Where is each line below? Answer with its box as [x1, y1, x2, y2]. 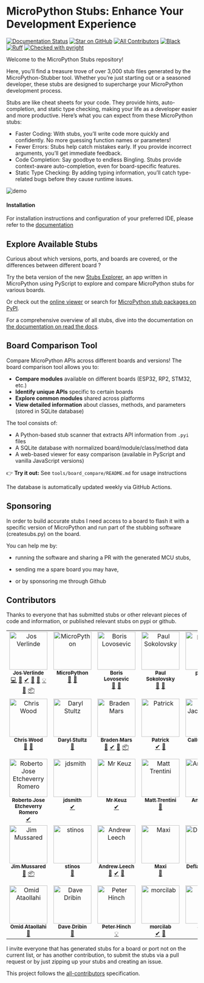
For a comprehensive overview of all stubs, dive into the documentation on [6, 316, 193, 324]
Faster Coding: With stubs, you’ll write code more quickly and [15, 130, 169, 137]
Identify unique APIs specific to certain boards [15, 388, 134, 395]
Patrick [151, 737, 169, 743]
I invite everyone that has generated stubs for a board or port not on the [6, 945, 186, 953]
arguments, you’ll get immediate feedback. [15, 149, 123, 157]
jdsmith [63, 797, 82, 804]
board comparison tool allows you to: [6, 363, 99, 370]
